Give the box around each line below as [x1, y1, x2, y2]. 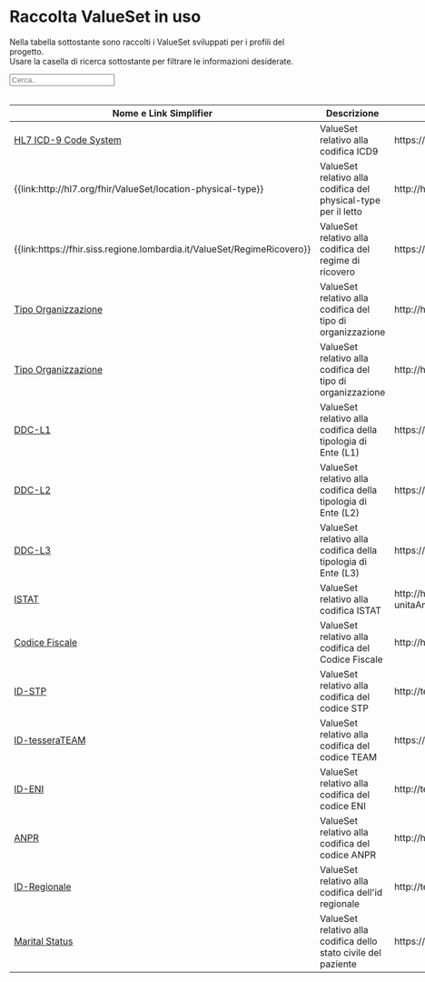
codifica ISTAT [319, 604, 381, 616]
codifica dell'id [319, 886, 383, 898]
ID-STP [14, 685, 47, 697]
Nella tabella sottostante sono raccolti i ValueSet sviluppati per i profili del [9, 36, 285, 47]
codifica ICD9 [319, 145, 379, 157]
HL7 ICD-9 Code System [14, 134, 123, 146]
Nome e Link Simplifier [112, 106, 213, 119]
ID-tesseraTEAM [14, 734, 86, 747]
